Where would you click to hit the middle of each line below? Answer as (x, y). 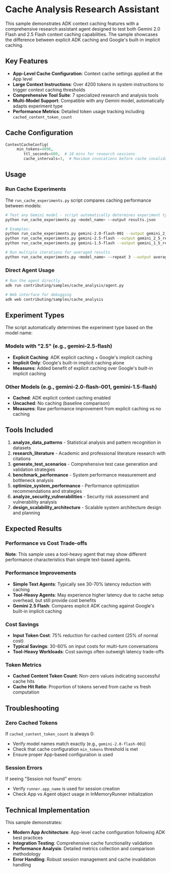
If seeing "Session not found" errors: (44, 779)
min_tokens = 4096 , (35, 149)
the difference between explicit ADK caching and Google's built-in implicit (83, 40)
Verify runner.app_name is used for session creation (66, 789)
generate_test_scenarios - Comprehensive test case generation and (85, 464)
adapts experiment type (38, 106)
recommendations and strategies (47, 491)
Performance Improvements (41, 573)
